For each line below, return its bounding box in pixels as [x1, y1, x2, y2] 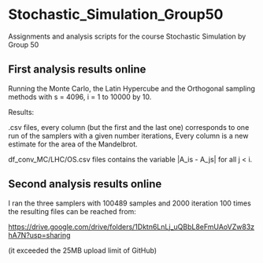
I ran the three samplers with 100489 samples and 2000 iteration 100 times [8, 198, 252, 208]
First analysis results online [8, 63, 146, 76]
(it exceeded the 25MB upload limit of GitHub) [8, 246, 157, 255]
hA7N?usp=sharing [8, 230, 71, 239]
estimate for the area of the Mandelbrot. [8, 139, 138, 149]
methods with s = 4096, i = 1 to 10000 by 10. [8, 92, 152, 102]
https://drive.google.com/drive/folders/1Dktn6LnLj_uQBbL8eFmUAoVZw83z [8, 222, 255, 232]
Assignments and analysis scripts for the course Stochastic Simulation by [8, 31, 246, 41]
